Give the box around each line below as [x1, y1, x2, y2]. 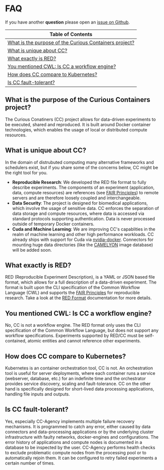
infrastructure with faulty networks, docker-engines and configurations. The [5, 434, 159, 440]
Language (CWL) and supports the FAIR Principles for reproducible [5, 290, 140, 296]
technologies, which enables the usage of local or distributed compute [5, 127, 148, 132]
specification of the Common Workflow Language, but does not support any [5, 327, 159, 334]
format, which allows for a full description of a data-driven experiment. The [5, 279, 157, 285]
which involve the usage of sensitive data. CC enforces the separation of [12, 205, 159, 211]
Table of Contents [49, 30, 93, 37]
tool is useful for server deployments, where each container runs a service [5, 370, 156, 376]
